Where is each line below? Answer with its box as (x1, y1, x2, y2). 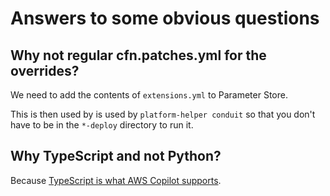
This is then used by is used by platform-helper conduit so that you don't (10, 108, 316, 120)
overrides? (10, 62, 80, 79)
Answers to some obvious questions (10, 7, 320, 30)
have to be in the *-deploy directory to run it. (10, 119, 194, 131)
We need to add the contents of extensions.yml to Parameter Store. (10, 89, 288, 101)
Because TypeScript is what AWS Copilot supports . (10, 174, 222, 186)
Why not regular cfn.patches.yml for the (10, 47, 267, 64)
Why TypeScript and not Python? (10, 148, 222, 165)
